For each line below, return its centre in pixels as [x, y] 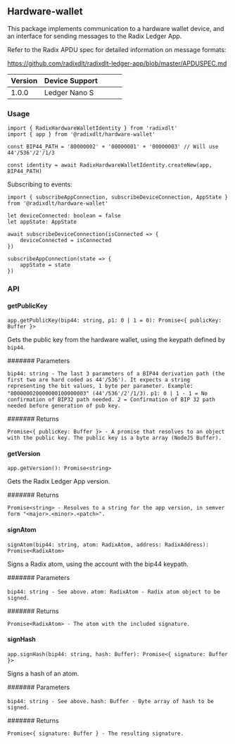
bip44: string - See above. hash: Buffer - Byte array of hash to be [111, 701]
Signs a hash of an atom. [43, 673]
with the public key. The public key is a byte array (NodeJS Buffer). [114, 438]
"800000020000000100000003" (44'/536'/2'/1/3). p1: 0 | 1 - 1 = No [107, 393]
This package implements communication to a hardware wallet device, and [116, 28]
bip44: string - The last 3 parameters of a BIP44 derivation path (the [116, 374]
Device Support [71, 80]
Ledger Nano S [69, 92]
